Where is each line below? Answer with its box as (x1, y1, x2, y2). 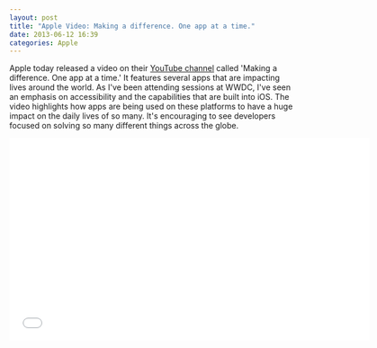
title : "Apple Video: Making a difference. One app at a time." (9, 22, 256, 31)
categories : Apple (9, 38, 78, 48)
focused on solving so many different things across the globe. (9, 120, 239, 131)
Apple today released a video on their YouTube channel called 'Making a (9, 63, 277, 74)
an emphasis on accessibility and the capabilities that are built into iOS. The (9, 92, 290, 103)
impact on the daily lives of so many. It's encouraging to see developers (9, 111, 276, 121)
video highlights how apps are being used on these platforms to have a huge (9, 101, 293, 112)
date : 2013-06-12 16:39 (9, 30, 99, 39)
